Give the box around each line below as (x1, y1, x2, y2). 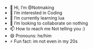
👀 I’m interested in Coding (9, 10, 62, 16)
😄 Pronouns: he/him (9, 33, 52, 39)
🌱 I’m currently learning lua (9, 15, 65, 21)
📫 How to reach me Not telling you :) (9, 26, 85, 31)
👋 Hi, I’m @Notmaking (9, 5, 55, 10)
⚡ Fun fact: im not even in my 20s (9, 38, 78, 44)
